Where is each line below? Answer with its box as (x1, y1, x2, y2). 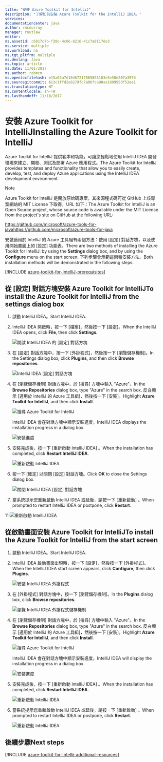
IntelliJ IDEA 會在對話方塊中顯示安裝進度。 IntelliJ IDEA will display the (12, 655, 152, 661)
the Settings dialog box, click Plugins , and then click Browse (12, 355, 134, 361)
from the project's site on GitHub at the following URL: (5, 212, 113, 218)
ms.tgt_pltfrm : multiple (5, 52, 55, 58)
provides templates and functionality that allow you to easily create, (5, 165, 141, 171)
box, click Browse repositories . (12, 597, 75, 602)
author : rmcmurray (5, 25, 42, 30)
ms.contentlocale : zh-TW (5, 89, 55, 94)
